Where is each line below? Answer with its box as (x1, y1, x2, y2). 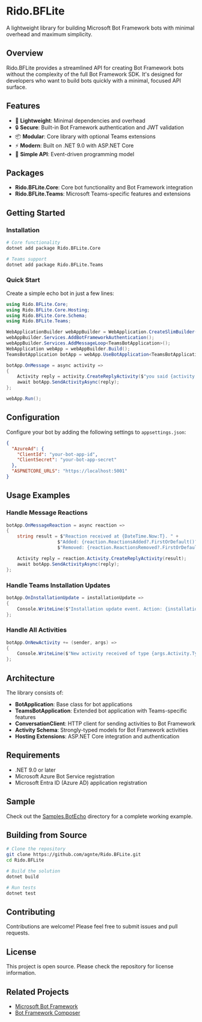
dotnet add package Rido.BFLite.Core (6, 245, 101, 251)
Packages (6, 168, 44, 178)
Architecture (6, 673, 55, 683)
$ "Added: (57, 539, 79, 545)
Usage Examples (6, 490, 70, 501)
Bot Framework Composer (14, 1009, 81, 1017)
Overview (6, 48, 44, 59)
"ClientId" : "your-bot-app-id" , (17, 451, 98, 457)
